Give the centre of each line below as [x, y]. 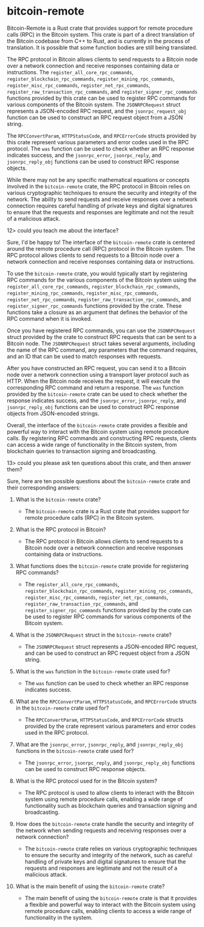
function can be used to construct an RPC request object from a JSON [95, 117]
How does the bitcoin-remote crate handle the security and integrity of [105, 824]
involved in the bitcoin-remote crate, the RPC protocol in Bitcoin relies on [98, 186]
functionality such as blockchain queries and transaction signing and [111, 805]
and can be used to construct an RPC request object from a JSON [107, 653]
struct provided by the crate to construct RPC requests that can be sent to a [102, 337]
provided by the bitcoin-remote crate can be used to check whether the [97, 394]
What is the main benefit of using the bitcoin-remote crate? [90, 886]
